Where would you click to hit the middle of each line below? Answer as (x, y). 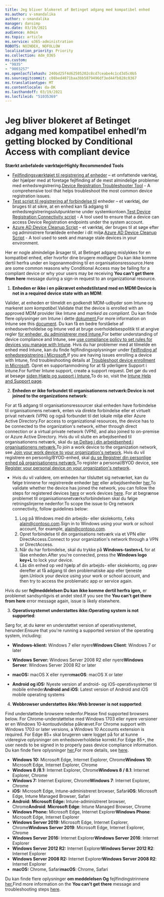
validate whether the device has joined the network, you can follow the (83, 488)
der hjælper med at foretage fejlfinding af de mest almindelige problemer (85, 180)
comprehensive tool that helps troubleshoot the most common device (82, 191)
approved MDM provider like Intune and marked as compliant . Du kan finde (81, 313)
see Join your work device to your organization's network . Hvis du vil (75, 452)
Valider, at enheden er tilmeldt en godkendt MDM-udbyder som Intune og (79, 303)
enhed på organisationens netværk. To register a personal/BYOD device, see (82, 463)
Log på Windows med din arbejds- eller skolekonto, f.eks (77, 518)
